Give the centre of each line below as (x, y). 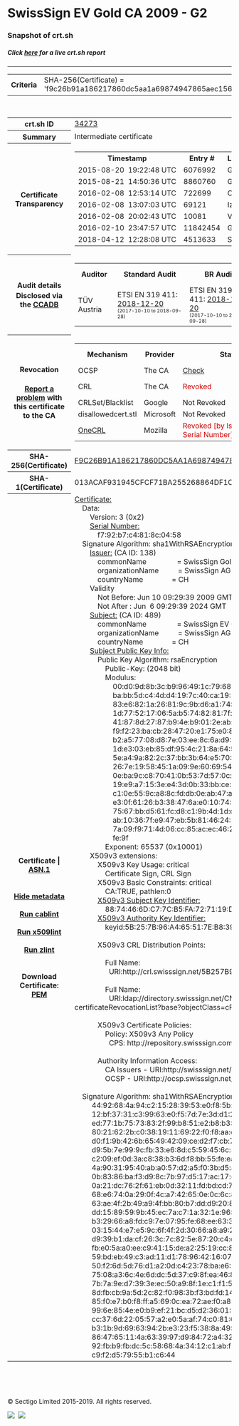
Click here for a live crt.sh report (57, 52)
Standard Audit (150, 274)
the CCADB (39, 304)
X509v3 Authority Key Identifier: (152, 918)
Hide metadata (39, 896)
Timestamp (127, 158)
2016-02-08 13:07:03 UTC (127, 205)
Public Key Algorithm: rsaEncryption (158, 660)
